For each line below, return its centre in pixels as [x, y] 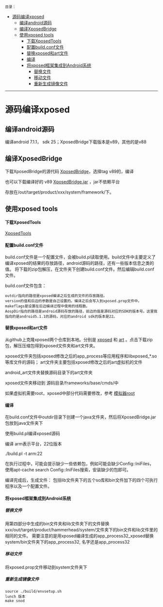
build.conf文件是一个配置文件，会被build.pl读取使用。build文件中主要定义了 [81, 257]
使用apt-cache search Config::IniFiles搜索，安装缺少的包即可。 [68, 470]
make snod [15, 601]
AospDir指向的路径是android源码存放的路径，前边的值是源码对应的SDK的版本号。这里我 [81, 311]
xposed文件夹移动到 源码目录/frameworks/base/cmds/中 [62, 383]
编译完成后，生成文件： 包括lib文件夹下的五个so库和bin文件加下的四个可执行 [81, 480]
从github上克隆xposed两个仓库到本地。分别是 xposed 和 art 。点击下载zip [79, 339]
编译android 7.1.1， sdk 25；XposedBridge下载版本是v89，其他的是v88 [76, 142]
